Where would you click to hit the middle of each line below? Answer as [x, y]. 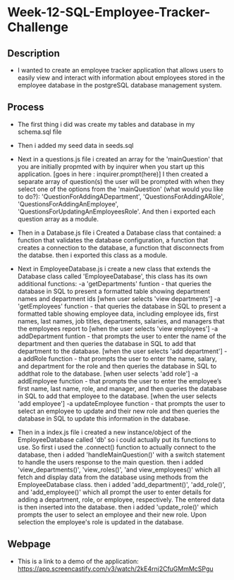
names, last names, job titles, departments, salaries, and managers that [121, 321]
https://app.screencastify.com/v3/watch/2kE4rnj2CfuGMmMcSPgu [115, 569]
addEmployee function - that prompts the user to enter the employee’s [119, 381]
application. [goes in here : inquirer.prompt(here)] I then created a [113, 174]
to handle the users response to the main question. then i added [110, 462]
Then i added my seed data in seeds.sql [75, 145]
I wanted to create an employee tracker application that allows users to [121, 70]
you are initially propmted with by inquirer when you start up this [111, 166]
